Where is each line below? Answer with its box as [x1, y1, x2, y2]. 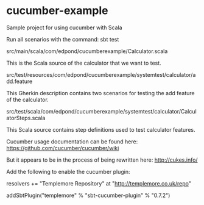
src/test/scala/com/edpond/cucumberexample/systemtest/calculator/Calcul [6, 107, 197, 115]
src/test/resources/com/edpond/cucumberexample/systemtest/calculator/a [6, 71, 196, 78]
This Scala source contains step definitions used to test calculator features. [6, 126, 196, 133]
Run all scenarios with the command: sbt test [6, 35, 119, 43]
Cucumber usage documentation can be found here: [6, 138, 138, 145]
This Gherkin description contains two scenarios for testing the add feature [6, 89, 195, 96]
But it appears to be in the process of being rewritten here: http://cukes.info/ [6, 156, 198, 164]
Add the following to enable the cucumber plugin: [6, 168, 130, 175]
